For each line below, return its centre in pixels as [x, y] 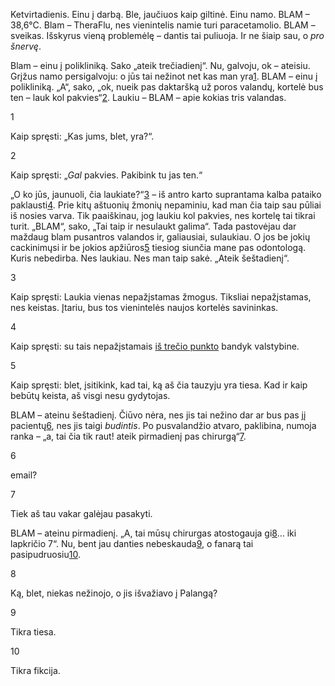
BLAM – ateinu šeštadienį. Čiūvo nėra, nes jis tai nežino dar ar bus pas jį [158, 415]
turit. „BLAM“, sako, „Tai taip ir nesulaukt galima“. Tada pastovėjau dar [153, 226]
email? [24, 475]
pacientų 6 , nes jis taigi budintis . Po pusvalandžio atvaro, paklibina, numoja [163, 425]
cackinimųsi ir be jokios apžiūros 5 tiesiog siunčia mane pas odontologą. [158, 247]
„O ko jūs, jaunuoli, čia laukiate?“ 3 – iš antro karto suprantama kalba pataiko [166, 194]
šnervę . [26, 46]
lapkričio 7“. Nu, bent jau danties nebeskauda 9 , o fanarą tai [132, 543]
